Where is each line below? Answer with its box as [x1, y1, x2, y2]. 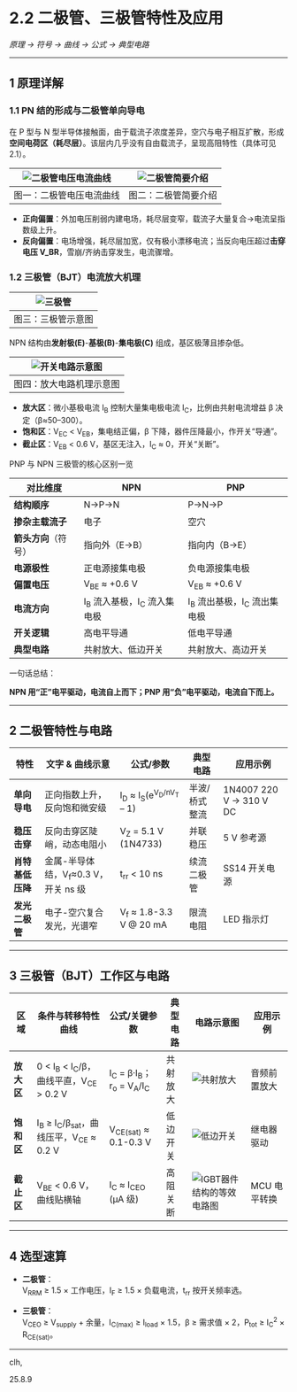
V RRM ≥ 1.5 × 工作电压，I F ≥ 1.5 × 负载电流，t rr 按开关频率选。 [21, 1285, 247, 1297]
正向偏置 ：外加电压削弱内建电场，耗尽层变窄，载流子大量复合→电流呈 [21, 213, 278, 224]
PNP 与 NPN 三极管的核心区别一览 [9, 459, 134, 469]
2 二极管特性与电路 [9, 723, 113, 738]
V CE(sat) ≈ [109, 1123, 150, 1137]
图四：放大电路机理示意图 [13, 377, 121, 390]
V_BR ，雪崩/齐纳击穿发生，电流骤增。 [39, 246, 179, 257]
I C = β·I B [109, 1066, 143, 1080]
